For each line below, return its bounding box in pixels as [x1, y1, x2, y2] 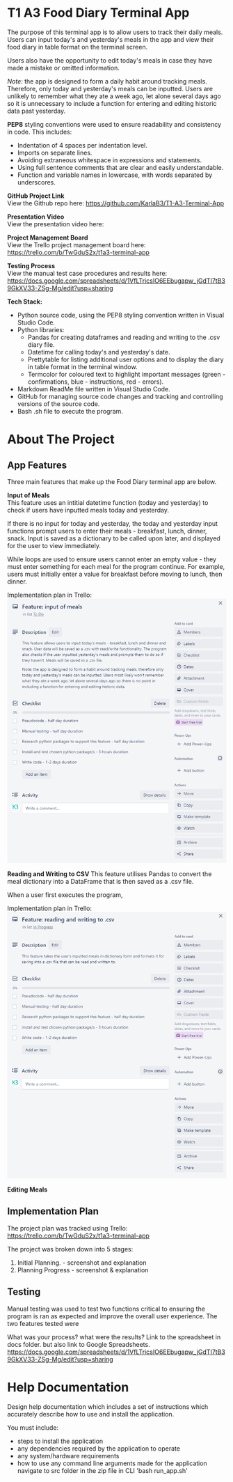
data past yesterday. [7, 107, 66, 115]
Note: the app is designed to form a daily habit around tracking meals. [7, 77, 207, 85]
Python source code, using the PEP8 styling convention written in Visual [17, 311, 225, 319]
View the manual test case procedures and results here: [7, 269, 168, 277]
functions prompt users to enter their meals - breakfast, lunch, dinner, [7, 526, 207, 535]
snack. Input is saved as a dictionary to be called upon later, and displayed [7, 534, 220, 543]
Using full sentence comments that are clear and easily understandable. [17, 163, 224, 171]
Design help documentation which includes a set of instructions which [7, 1402, 209, 1411]
